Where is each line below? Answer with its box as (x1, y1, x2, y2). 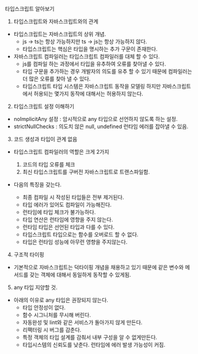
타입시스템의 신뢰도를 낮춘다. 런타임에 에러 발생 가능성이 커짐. (22, 341, 165, 348)
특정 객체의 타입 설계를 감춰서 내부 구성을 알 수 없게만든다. (22, 334, 158, 341)
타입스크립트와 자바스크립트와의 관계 (13, 18, 99, 25)
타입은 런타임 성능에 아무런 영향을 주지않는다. (22, 238, 128, 246)
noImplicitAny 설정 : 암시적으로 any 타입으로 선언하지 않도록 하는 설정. (13, 116, 178, 122)
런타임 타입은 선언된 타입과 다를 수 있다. (22, 223, 115, 231)
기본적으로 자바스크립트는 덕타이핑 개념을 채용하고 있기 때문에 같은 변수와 (13, 264, 184, 271)
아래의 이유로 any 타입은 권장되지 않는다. (13, 297, 109, 303)
